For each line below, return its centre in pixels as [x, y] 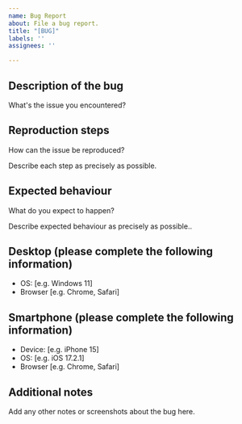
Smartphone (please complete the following [121, 317]
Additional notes [51, 392]
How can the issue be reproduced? [67, 149]
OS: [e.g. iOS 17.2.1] [52, 358]
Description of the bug [66, 86]
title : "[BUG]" [34, 31]
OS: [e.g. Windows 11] [56, 283]
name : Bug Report [38, 16]
